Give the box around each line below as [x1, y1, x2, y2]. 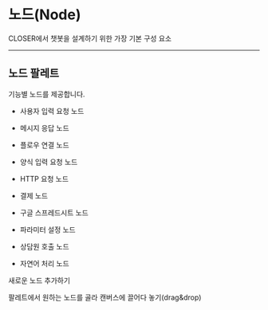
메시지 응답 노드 [19, 123, 69, 132]
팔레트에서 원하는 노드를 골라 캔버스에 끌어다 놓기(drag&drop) [8, 292, 202, 302]
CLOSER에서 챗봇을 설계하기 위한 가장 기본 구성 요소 [8, 33, 172, 43]
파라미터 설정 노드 [19, 225, 76, 234]
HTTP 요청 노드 [19, 174, 69, 183]
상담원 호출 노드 [19, 241, 69, 251]
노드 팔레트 [8, 67, 60, 80]
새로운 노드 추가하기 [8, 275, 70, 285]
